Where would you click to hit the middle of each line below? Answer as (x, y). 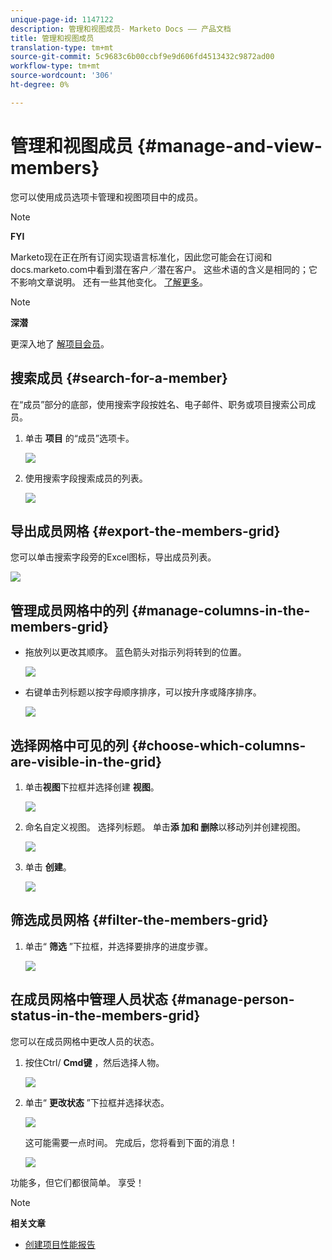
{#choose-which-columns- (219, 745)
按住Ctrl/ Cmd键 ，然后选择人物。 (94, 1062)
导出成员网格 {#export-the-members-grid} (145, 531)
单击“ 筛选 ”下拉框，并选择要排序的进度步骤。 (119, 946)
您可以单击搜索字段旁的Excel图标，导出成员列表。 (113, 557)
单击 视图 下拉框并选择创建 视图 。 (92, 787)
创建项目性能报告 (60, 1244)
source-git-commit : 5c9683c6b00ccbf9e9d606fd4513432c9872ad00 (142, 57)
